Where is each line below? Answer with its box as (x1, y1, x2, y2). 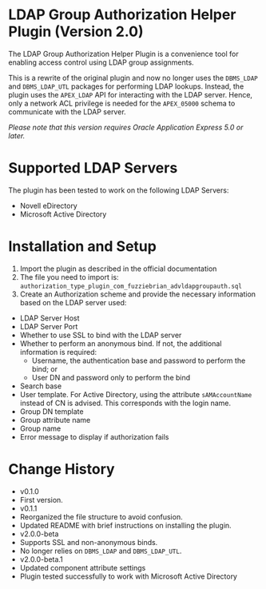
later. (8, 130, 26, 141)
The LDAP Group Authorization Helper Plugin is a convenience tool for (8, 49, 239, 58)
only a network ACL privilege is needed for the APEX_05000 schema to (8, 98, 236, 108)
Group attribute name (19, 415, 91, 424)
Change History (8, 460, 115, 478)
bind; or (31, 364, 58, 373)
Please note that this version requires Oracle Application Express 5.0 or (8, 122, 244, 132)
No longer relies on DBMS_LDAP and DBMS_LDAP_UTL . (19, 546, 182, 555)
